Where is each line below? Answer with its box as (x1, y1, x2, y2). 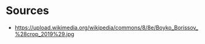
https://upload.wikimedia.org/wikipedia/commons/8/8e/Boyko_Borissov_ (14, 24, 199, 31)
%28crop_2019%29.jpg (14, 30, 75, 37)
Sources (6, 4, 50, 18)
